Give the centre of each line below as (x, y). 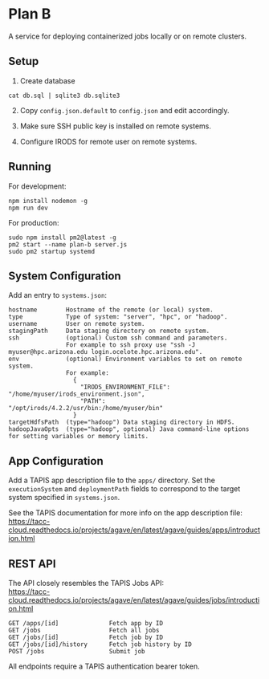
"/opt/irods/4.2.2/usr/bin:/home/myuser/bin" (86, 409)
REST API (32, 564)
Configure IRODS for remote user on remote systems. (108, 141)
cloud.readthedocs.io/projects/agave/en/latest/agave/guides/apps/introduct (134, 530)
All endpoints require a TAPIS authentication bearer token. (104, 666)
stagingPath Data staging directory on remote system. (109, 331)
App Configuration (56, 461)
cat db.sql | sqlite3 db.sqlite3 (64, 96)
